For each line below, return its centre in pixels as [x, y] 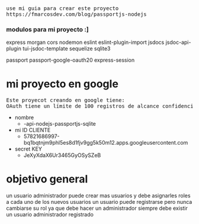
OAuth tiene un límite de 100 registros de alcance [83, 106]
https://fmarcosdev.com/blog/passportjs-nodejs [76, 14]
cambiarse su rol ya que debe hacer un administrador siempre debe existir [97, 208]
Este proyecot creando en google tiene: [66, 100]
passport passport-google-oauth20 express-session [70, 60]
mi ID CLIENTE [33, 130]
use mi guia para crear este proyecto [62, 8]
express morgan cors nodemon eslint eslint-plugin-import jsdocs [85, 42]
